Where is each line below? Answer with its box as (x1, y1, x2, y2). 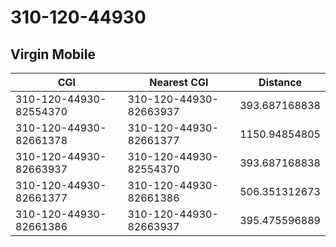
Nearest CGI (149, 76, 209, 89)
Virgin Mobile (10, 46, 96, 63)
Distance (258, 76, 303, 89)
